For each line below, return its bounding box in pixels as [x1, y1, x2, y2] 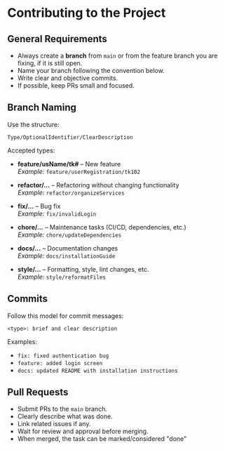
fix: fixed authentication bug [17, 352, 109, 359]
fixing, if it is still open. [17, 59, 83, 67]
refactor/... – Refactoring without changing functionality [17, 180, 179, 189]
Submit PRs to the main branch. [17, 405, 107, 413]
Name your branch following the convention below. [17, 67, 165, 74]
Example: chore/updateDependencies [17, 230, 122, 239]
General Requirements [7, 33, 107, 45]
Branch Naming [7, 102, 77, 114]
